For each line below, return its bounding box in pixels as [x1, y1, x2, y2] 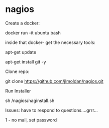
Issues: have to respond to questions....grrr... [5, 107, 98, 113]
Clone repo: [5, 68, 30, 74]
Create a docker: [5, 20, 40, 26]
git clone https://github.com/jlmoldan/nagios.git [5, 78, 104, 84]
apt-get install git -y [5, 58, 46, 64]
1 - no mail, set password [5, 116, 57, 123]
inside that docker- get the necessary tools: [5, 39, 95, 45]
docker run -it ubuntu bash [5, 29, 61, 35]
